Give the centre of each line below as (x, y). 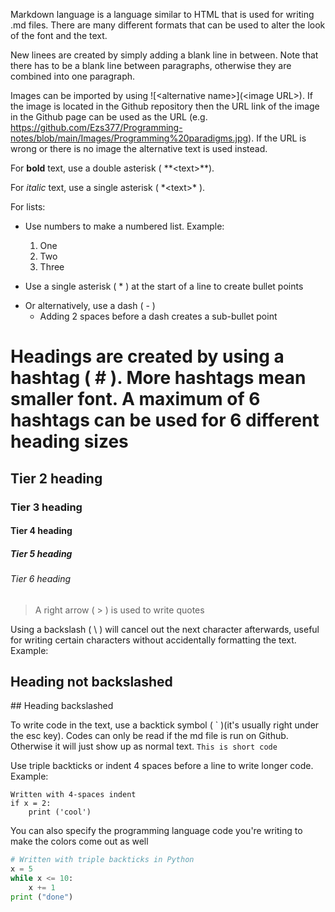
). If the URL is (277, 138)
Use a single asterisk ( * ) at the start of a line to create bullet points (164, 286)
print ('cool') (60, 812)
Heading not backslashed (91, 682)
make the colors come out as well (79, 841)
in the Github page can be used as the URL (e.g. (109, 117)
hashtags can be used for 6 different (165, 420)
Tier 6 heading (41, 579)
